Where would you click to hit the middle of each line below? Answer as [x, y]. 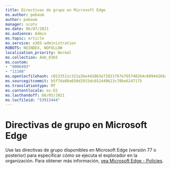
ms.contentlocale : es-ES [32, 90]
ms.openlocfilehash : [27, 76]
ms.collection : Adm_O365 [32, 57]
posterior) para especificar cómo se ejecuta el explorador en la [71, 155]
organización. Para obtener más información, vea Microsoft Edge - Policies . [84, 161]
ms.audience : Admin [26, 34]
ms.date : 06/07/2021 [27, 29]
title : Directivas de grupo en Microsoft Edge [55, 10]
